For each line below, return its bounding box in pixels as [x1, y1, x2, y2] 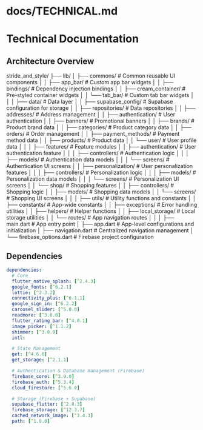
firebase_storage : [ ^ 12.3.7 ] [12, 407, 85, 413]
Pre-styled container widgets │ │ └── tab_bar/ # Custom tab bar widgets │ [6, 92, 195, 99]
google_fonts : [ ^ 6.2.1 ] [12, 284, 72, 290]
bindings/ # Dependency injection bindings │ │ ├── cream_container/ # [6, 85, 186, 92]
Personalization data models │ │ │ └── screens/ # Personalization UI [6, 175, 179, 183]
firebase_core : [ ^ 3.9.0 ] [12, 373, 75, 380]
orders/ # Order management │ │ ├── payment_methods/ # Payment [6, 130, 180, 138]
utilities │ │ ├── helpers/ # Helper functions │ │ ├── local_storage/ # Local [6, 207, 196, 215]
